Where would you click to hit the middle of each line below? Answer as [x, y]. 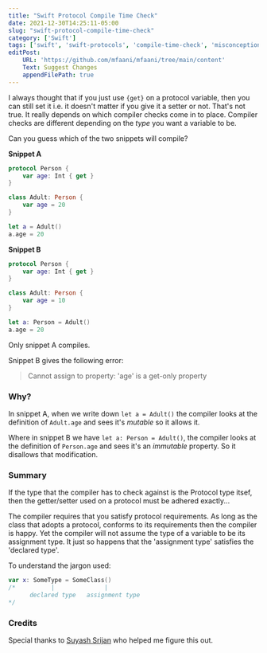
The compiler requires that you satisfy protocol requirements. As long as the [133, 516]
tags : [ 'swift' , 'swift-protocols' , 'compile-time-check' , [108, 45]
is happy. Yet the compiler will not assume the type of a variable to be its [127, 534]
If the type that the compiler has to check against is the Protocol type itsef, [130, 493]
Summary [28, 475]
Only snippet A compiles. [49, 345]
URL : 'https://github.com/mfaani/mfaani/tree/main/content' [124, 61]
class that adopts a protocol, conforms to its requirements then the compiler [133, 525]
